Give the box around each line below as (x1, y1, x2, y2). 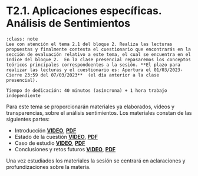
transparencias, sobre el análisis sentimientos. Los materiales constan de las (6, 109, 192, 116)
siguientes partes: (6, 115, 50, 122)
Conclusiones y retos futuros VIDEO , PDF (14, 145, 116, 152)
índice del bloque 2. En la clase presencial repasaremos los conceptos (6, 57, 192, 62)
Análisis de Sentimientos (6, 16, 131, 30)
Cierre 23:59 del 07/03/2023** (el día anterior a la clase (6, 72, 160, 78)
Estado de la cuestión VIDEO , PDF (14, 133, 98, 140)
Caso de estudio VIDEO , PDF (14, 140, 85, 147)
